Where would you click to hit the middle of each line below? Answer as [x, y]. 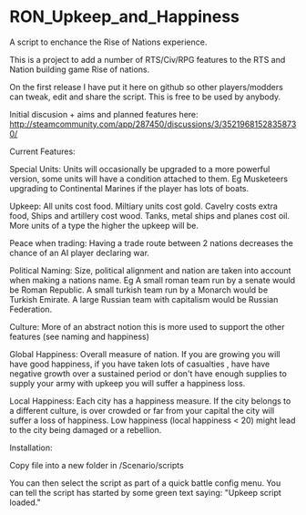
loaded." [25, 502]
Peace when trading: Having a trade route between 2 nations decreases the [151, 242]
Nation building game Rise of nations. [80, 69]
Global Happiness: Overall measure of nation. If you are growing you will [145, 354]
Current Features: [42, 151]
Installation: [31, 448]
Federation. [31, 309]
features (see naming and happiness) [80, 336]
